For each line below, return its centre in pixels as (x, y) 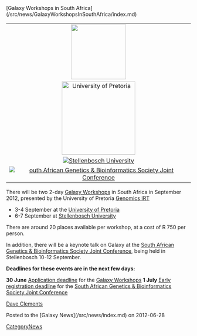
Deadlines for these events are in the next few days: (71, 269)
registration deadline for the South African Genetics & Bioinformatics (89, 286)
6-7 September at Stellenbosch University (65, 216)
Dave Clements (24, 304)
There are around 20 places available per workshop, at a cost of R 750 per (96, 227)
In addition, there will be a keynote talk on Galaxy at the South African (90, 245)
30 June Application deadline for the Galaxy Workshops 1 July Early (89, 280)
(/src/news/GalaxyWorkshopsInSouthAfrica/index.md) (72, 14)
